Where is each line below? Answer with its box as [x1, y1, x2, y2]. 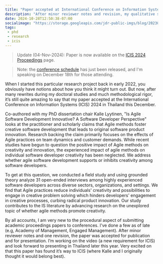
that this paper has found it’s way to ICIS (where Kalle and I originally [5, 248, 142, 254]
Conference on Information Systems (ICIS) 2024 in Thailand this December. [5, 101, 156, 107]
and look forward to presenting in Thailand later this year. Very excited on [5, 243, 152, 248]
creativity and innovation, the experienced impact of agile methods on [5, 147, 145, 153]
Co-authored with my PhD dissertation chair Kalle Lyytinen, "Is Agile [5, 111, 141, 117]
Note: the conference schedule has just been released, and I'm [16, 66, 143, 72]
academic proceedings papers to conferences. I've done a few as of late [5, 222, 150, 228]
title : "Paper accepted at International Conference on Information [5, 7, 147, 12]
